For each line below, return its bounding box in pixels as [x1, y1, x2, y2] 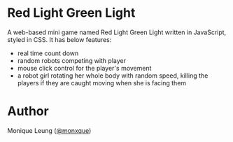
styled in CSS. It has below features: [7, 35, 112, 43]
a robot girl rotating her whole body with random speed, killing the [17, 71, 209, 80]
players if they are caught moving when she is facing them [17, 78, 187, 87]
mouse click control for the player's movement [17, 64, 152, 72]
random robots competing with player [17, 56, 126, 64]
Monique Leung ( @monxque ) [7, 126, 92, 134]
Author [7, 104, 49, 120]
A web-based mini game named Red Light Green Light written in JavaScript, [7, 28, 227, 36]
